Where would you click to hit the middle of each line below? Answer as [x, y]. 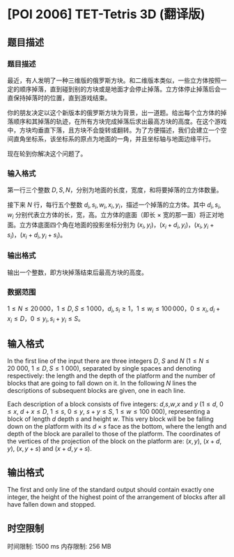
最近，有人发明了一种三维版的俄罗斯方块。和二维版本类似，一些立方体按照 [114, 80]
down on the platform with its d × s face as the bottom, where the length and [117, 426]
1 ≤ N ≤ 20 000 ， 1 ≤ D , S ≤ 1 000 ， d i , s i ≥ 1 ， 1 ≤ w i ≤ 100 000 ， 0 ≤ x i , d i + [114, 309]
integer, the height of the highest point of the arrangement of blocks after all [116, 497]
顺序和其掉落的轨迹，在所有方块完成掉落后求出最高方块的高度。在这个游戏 [120, 121]
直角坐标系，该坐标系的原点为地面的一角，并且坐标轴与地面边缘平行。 [114, 139]
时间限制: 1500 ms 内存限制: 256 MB [59, 546]
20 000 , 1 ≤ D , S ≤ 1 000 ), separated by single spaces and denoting [104, 369]
